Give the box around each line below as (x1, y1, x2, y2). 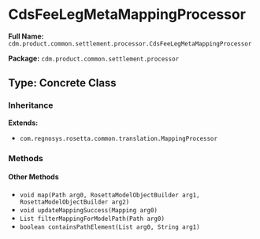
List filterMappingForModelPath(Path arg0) (19, 215, 165, 222)
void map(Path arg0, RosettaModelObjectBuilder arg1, (19, 191, 200, 199)
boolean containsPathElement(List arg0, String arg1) (19, 222, 200, 231)
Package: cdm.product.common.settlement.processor (8, 53, 180, 63)
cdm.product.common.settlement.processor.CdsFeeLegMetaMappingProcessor (8, 39, 252, 48)
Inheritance (8, 100, 54, 111)
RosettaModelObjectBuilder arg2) (19, 198, 130, 206)
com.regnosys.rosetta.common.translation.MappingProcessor (19, 134, 218, 142)
